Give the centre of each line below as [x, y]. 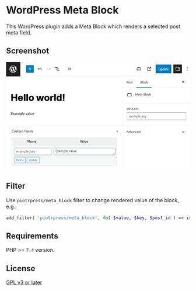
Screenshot [28, 51]
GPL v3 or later [24, 283]
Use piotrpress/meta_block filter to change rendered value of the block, [92, 200]
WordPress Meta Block [62, 10]
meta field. [19, 32]
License [21, 269]
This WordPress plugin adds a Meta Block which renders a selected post [93, 26]
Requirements [32, 236]
